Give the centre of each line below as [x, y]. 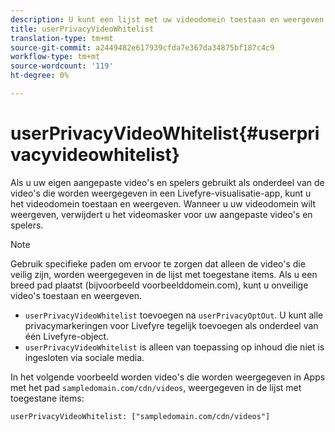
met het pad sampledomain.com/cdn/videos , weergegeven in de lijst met [156, 387]
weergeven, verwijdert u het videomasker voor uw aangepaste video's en [161, 214]
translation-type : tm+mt [62, 38]
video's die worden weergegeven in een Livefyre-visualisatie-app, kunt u [161, 193]
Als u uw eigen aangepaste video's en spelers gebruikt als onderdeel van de [167, 182]
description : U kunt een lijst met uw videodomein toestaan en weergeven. [169, 19]
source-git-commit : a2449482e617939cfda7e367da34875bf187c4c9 [142, 47]
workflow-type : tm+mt [55, 57]
